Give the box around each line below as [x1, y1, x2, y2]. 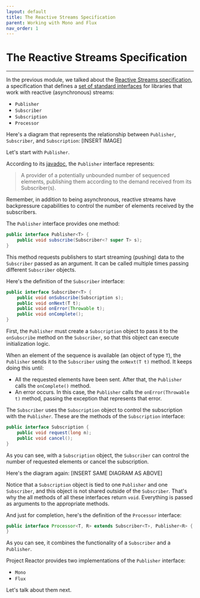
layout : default [6, 8, 46, 15]
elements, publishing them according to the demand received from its [20, 178, 192, 185]
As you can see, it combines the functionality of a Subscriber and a [6, 539, 171, 546]
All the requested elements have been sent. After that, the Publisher [14, 376, 182, 383]
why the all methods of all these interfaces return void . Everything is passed [6, 493, 193, 500]
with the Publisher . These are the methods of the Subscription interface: [6, 413, 186, 420]
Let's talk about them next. [6, 587, 72, 594]
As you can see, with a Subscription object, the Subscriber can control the [6, 452, 189, 459]
